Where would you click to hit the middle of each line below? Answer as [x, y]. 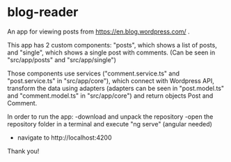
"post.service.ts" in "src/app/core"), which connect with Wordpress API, [111, 80]
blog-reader [43, 12]
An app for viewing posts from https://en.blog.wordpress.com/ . [98, 31]
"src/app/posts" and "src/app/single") [62, 59]
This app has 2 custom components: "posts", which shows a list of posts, [112, 45]
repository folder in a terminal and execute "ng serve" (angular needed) [110, 124]
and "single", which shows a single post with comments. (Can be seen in [111, 52]
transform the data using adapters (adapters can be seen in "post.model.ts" [116, 88]
